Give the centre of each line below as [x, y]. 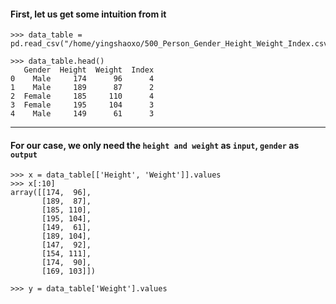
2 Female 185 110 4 [82, 96]
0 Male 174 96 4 [82, 79]
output [24, 155]
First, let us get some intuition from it [88, 14]
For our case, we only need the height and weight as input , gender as [155, 145]
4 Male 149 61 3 [82, 114]
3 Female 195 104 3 [82, 105]
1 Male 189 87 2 [82, 88]
